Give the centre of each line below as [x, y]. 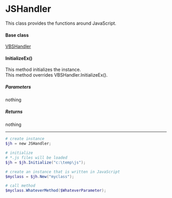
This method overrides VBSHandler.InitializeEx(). [57, 75]
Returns [14, 112]
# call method [20, 186]
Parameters [18, 87]
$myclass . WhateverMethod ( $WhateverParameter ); [56, 191]
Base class [17, 35]
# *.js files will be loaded [36, 157]
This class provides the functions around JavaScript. [61, 23]
